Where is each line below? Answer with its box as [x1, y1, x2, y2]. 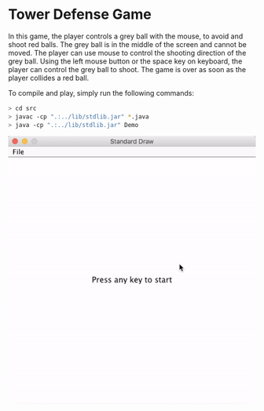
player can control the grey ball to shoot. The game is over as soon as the [8, 64, 246, 74]
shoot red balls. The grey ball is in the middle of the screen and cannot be [8, 39, 247, 49]
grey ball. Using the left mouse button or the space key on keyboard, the [8, 56, 243, 66]
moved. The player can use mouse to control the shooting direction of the [8, 48, 247, 57]
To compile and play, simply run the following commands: [8, 88, 195, 97]
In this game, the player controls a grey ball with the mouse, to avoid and [8, 31, 244, 41]
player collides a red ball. [8, 73, 90, 82]
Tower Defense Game [8, 5, 152, 24]
